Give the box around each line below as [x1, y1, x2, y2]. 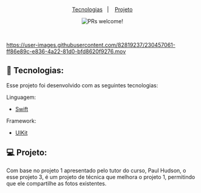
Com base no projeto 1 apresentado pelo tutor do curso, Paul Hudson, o [6, 167, 186, 174]
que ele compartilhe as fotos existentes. [6, 180, 107, 187]
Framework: [6, 117, 37, 125]
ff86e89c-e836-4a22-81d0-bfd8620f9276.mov [6, 48, 126, 55]
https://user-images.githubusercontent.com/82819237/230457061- [6, 42, 175, 48]
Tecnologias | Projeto [72, 6, 133, 13]
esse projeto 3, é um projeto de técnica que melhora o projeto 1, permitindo [6, 173, 196, 180]
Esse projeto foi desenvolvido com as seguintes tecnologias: [6, 81, 158, 89]
